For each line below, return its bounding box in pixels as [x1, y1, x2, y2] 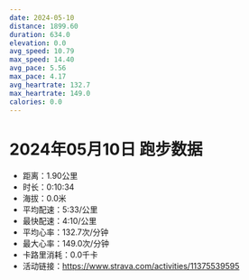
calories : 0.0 [9, 97, 63, 107]
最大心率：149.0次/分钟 [22, 238, 110, 249]
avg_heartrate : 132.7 [9, 80, 91, 89]
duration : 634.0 [9, 30, 70, 39]
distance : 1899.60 [9, 22, 78, 31]
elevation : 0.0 [9, 38, 67, 48]
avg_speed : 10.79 [9, 47, 75, 56]
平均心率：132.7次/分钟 [22, 227, 109, 238]
